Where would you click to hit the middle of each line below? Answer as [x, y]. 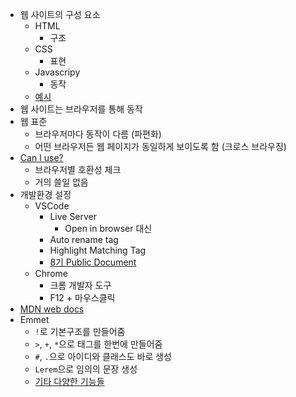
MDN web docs [52, 309]
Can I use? [41, 157]
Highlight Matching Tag [98, 250]
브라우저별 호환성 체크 [78, 169]
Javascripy [57, 72]
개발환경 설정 [45, 194]
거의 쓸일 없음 [61, 182]
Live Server [73, 216]
